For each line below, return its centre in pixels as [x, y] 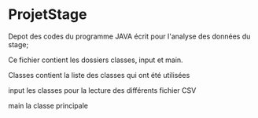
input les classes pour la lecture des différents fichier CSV [102, 90]
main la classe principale [48, 105]
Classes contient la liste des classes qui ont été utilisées [99, 75]
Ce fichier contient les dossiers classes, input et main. [96, 60]
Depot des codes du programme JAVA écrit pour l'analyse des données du [129, 36]
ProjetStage [48, 15]
